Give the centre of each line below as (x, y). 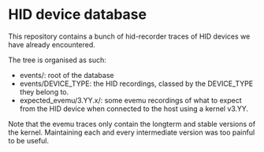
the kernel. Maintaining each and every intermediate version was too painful (132, 132)
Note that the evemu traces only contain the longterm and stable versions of (132, 124)
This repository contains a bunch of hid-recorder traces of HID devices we (129, 36)
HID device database (78, 15)
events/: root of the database (67, 75)
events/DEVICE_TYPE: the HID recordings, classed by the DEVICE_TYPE (136, 83)
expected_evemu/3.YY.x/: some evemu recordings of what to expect (130, 100)
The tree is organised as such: (57, 60)
